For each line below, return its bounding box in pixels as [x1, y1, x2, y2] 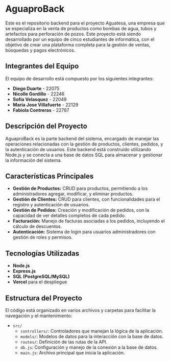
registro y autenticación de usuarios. [12, 202, 90, 208]
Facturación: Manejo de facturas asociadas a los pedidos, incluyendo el [12, 218, 165, 224]
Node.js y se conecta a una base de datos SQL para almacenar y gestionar [5, 152, 163, 158]
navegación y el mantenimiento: [5, 312, 72, 319]
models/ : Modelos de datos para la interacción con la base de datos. [20, 333, 164, 340]
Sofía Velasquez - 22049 [12, 96, 67, 102]
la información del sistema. [5, 157, 62, 163]
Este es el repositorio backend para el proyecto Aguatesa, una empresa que [5, 20, 165, 26]
